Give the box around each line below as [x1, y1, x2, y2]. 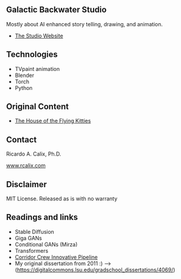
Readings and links [6, 212, 79, 222]
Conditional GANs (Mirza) [14, 241, 78, 248]
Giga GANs [14, 234, 42, 241]
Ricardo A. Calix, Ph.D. [6, 150, 61, 157]
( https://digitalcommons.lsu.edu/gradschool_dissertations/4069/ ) [14, 266, 176, 273]
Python [14, 84, 33, 91]
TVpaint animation [14, 65, 60, 72]
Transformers [14, 247, 49, 254]
